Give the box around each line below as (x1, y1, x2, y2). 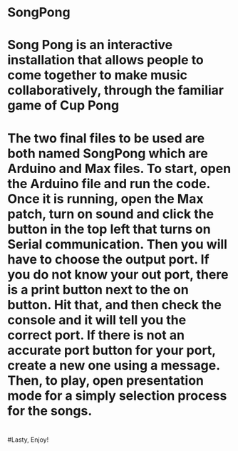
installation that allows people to (7, 52, 205, 68)
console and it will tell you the (7, 311, 187, 328)
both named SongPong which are (7, 145, 208, 161)
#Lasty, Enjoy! (7, 435, 49, 444)
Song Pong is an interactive (7, 37, 173, 53)
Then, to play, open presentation (7, 372, 205, 388)
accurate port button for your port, (7, 342, 216, 358)
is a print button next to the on (7, 281, 189, 298)
